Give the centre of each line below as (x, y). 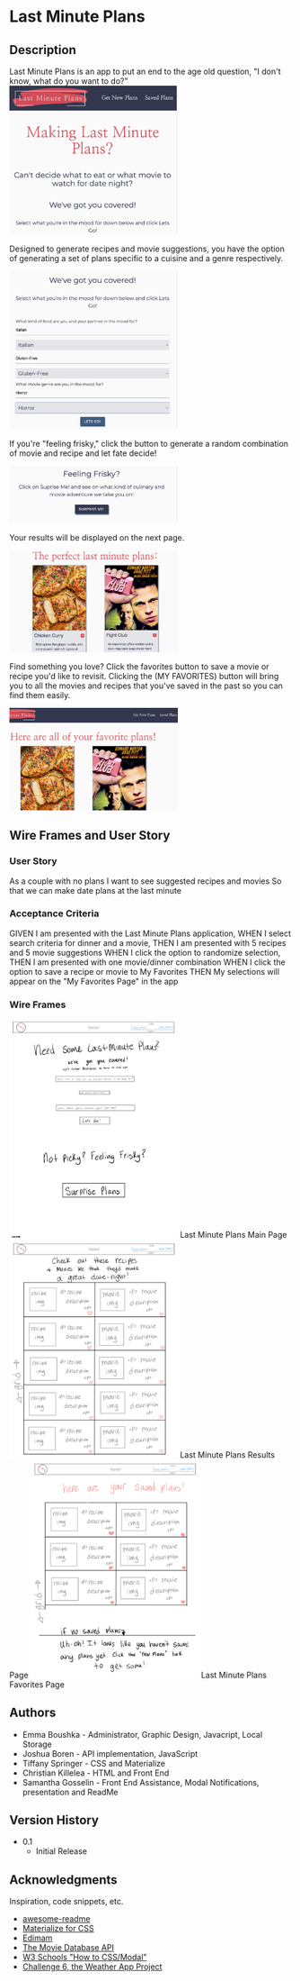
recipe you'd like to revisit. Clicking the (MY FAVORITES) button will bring (144, 677)
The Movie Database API (68, 1948)
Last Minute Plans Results (227, 1454)
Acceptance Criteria (54, 913)
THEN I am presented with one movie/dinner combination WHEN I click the (147, 962)
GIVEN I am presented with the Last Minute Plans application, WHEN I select (150, 933)
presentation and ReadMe (70, 1792)
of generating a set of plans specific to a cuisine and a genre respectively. (146, 259)
